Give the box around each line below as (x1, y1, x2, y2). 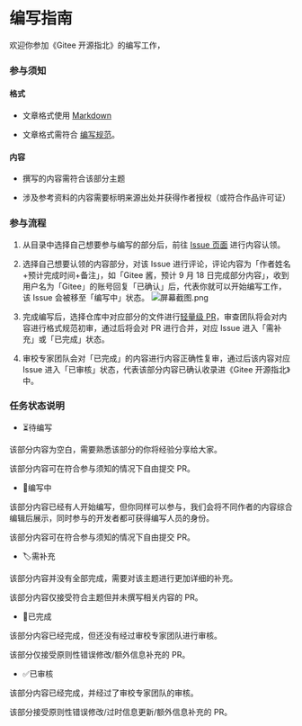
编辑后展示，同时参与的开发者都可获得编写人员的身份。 (9, 512, 214, 523)
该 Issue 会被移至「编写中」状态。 (22, 291, 150, 302)
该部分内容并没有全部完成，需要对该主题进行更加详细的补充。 (9, 572, 238, 583)
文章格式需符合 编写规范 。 (22, 130, 120, 140)
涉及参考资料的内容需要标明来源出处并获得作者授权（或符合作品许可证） (22, 193, 290, 203)
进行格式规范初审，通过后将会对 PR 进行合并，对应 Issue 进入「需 (30, 322, 274, 333)
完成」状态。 (61, 334, 110, 345)
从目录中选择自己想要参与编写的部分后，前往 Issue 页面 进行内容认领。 (22, 239, 286, 250)
